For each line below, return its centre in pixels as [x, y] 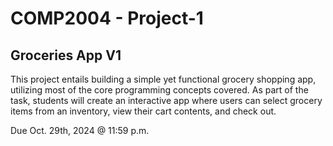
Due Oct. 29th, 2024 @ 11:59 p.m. [80, 130]
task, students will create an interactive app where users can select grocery [166, 100]
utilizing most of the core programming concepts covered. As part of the [159, 90]
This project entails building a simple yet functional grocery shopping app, [163, 79]
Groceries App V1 [66, 55]
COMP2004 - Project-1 [107, 18]
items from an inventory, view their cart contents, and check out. [143, 111]
